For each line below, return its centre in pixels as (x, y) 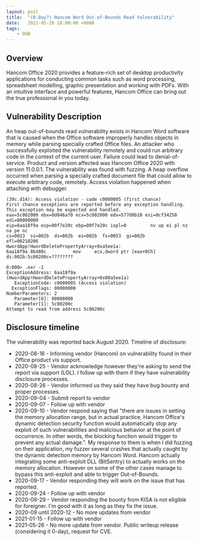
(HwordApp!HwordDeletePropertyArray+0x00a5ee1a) (68, 278)
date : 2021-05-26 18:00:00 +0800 (50, 23)
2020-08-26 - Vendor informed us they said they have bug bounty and (102, 385)
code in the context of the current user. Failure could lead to (80, 157)
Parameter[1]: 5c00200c (44, 304)
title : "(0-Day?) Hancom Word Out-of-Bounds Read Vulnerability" (90, 17)
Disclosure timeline (43, 327)
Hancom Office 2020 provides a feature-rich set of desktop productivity (95, 72)
